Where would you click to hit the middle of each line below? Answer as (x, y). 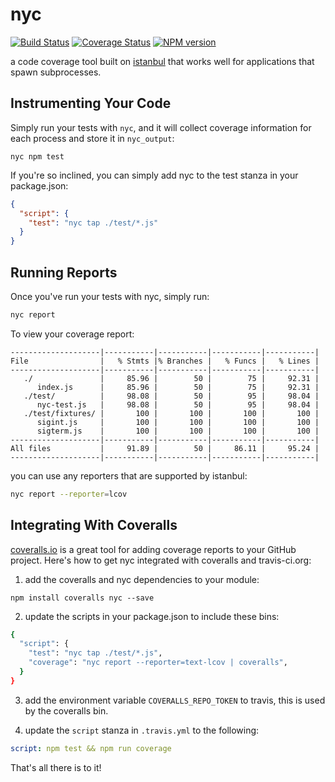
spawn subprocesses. (56, 72)
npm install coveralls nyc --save (82, 598)
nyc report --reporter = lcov (69, 494)
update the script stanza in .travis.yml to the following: (142, 730)
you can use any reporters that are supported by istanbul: (129, 475)
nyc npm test (37, 156)
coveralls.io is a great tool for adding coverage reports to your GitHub (153, 549)
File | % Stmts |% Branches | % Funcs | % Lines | (165, 361)
